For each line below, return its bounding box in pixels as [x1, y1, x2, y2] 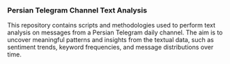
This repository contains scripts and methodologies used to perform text [7, 21, 216, 30]
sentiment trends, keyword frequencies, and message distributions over [7, 43, 214, 52]
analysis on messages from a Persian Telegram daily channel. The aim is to [7, 28, 223, 36]
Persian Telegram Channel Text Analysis [7, 6, 148, 15]
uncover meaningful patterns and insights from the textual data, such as [7, 36, 215, 44]
